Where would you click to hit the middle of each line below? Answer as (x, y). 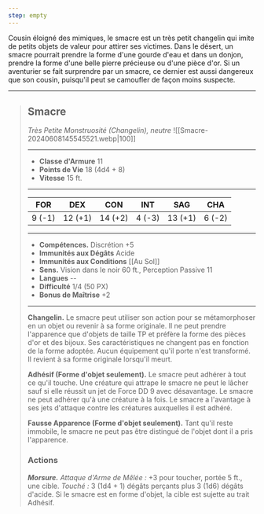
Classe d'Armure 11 (71, 161)
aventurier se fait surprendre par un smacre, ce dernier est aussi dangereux (131, 71)
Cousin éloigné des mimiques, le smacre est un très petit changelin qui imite (131, 38)
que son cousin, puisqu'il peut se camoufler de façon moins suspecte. (122, 79)
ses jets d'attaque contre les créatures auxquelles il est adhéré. (130, 408)
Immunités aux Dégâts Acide (87, 253)
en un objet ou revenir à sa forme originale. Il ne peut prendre (126, 326)
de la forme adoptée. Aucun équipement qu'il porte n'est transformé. (139, 351)
